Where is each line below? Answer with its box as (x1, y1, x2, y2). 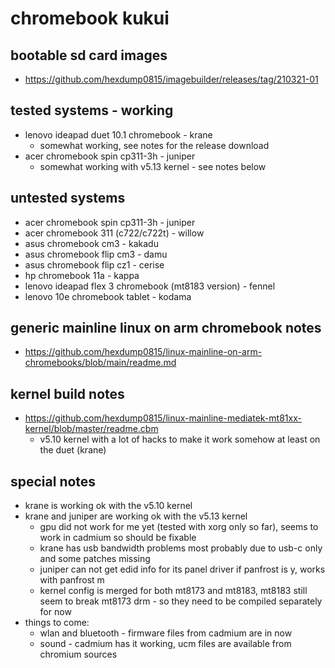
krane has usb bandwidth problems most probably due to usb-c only (39, 542, 323, 554)
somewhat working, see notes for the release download (39, 139, 270, 151)
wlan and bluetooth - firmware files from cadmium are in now (39, 627, 293, 639)
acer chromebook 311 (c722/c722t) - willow (24, 227, 205, 239)
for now (39, 606, 72, 618)
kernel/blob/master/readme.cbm (24, 423, 159, 435)
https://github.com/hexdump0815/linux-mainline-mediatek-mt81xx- (24, 412, 302, 424)
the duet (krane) (39, 444, 107, 456)
